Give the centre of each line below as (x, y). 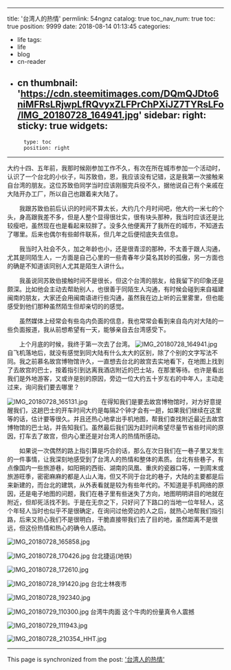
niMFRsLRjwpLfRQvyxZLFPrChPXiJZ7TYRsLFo (120, 105)
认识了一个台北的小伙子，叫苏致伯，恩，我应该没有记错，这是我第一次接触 (112, 177)
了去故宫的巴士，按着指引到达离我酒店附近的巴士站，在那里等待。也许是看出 (115, 370)
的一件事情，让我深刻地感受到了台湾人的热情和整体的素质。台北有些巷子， (112, 459)
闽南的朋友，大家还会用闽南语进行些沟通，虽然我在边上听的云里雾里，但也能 (115, 298)
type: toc (37, 142)
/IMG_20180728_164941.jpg (78, 115)
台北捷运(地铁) (112, 556)
